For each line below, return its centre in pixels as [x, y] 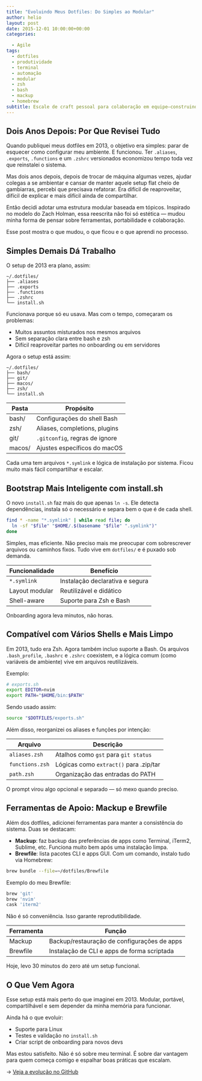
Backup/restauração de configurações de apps [115, 941]
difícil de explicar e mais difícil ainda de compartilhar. [72, 196]
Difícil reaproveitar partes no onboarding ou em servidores [87, 345]
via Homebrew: [34, 860]
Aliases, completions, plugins [77, 429]
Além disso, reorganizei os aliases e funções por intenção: [79, 730]
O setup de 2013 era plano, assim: [48, 265]
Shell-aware [27, 600]
